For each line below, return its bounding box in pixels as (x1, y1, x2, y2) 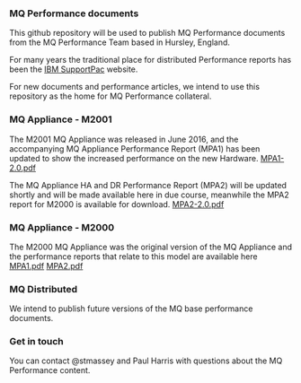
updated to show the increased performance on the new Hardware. (9, 152, 259, 163)
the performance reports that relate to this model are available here (9, 250, 258, 262)
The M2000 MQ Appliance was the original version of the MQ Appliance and (9, 241, 293, 252)
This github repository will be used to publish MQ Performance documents (9, 28, 286, 39)
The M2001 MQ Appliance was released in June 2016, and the (9, 134, 239, 144)
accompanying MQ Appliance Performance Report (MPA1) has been (9, 143, 261, 154)
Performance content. (9, 365, 91, 376)
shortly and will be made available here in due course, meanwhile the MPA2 (9, 189, 289, 200)
